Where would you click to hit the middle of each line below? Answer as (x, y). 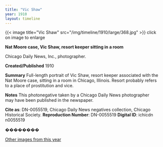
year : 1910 (16, 14)
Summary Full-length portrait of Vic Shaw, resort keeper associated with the (82, 75)
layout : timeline (23, 18)
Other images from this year (33, 140)
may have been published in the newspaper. (49, 100)
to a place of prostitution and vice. (39, 86)
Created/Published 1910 (30, 66)
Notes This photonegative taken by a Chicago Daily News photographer (77, 95)
